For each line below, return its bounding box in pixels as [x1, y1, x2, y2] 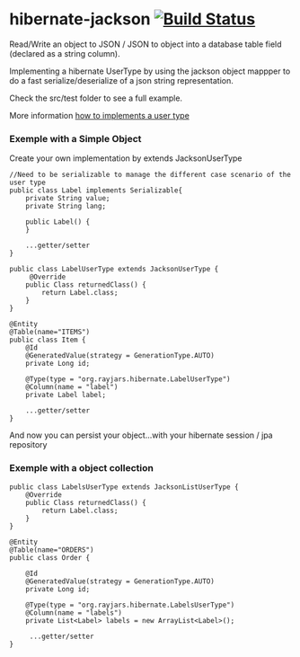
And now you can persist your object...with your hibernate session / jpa [9, 430, 273, 440]
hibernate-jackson [9, 9, 151, 30]
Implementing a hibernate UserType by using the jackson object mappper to [9, 66, 291, 76]
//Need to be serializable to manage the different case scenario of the [9, 171, 292, 180]
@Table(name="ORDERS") [9, 545, 94, 555]
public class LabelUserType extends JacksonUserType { [9, 265, 219, 274]
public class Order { [9, 553, 91, 562]
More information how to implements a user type [9, 110, 190, 120]
